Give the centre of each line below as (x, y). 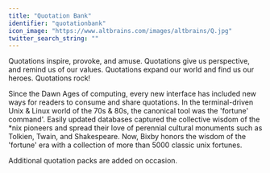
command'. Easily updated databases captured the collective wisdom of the (134, 119)
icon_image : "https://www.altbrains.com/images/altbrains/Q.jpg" (120, 31)
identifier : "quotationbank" (57, 23)
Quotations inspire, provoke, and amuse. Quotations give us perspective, (129, 61)
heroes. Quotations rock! (50, 78)
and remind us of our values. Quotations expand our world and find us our (131, 70)
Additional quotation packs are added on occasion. (93, 161)
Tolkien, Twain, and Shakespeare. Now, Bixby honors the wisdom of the (127, 137)
